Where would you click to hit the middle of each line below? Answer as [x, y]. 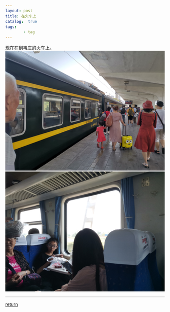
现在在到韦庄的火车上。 [30, 48]
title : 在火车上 [21, 16]
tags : [11, 27]
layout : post [19, 11]
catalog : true [21, 21]
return [12, 304]
